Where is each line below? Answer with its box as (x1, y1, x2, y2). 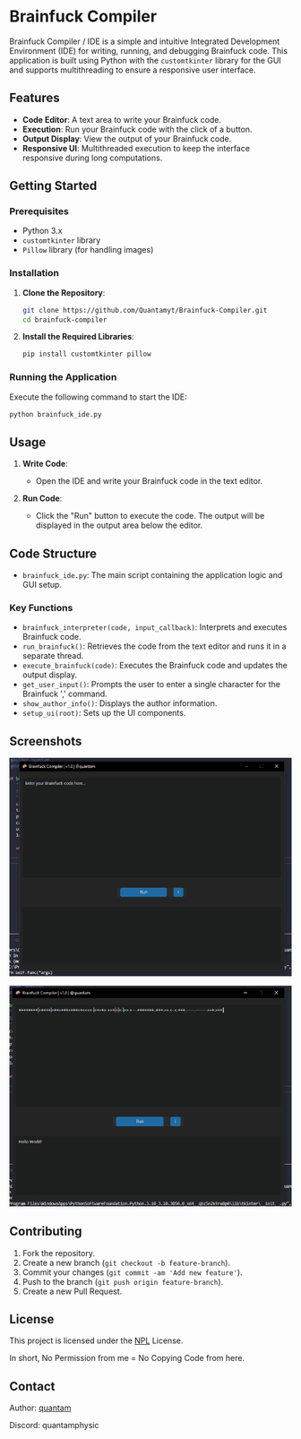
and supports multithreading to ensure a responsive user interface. (9, 65, 256, 75)
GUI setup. (21, 580, 63, 590)
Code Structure (9, 546, 97, 561)
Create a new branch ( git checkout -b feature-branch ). (21, 1257, 231, 1268)
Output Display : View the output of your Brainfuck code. (21, 133, 232, 144)
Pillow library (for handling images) (21, 245, 154, 255)
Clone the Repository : (21, 287, 106, 297)
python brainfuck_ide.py (9, 409, 102, 418)
